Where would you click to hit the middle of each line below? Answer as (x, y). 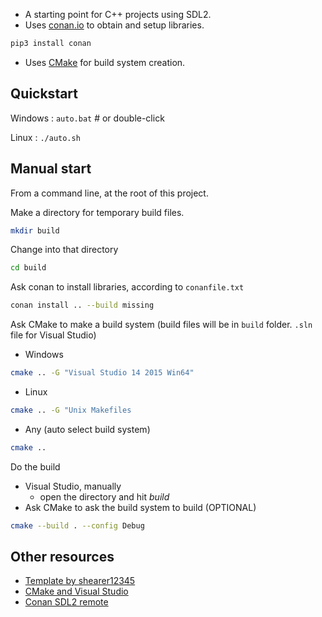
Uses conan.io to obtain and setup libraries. (114, 25)
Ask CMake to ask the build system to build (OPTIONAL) (140, 507)
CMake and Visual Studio (76, 591)
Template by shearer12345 (80, 581)
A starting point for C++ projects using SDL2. (118, 14)
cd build (28, 268)
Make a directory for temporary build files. (97, 212)
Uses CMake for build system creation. (105, 62)
